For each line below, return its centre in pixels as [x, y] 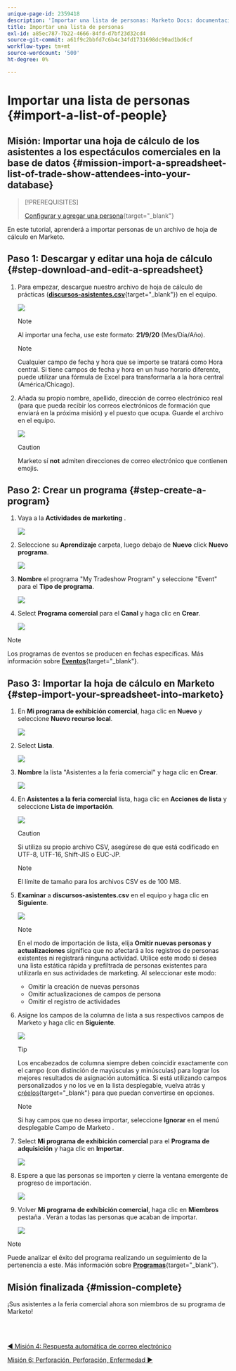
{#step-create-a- [168, 490]
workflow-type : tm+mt [39, 46]
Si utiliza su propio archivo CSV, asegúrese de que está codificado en [118, 847]
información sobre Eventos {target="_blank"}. [73, 661]
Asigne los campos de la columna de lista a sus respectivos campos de [121, 1015]
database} [31, 185]
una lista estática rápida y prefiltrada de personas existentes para [112, 966]
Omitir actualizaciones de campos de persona [94, 994]
